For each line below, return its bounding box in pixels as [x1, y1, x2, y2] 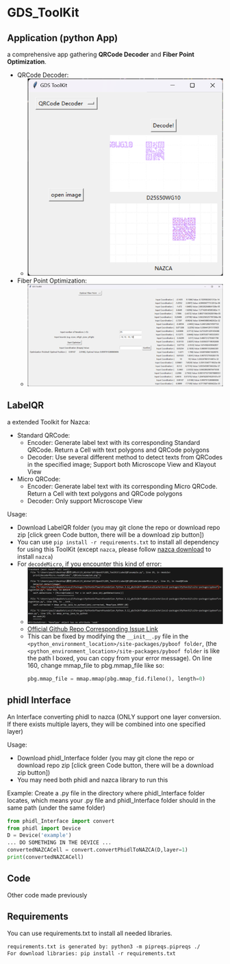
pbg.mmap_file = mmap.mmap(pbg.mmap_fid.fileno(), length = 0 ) [27, 675, 205, 682]
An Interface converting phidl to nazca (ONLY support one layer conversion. [7, 712, 222, 721]
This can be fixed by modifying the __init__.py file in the [27, 632, 189, 640]
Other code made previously [7, 891, 88, 899]
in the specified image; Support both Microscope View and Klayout [27, 460, 217, 468]
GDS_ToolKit [7, 5, 79, 21]
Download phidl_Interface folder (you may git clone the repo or [16, 754, 195, 762]
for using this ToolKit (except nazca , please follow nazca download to [16, 545, 212, 553]
